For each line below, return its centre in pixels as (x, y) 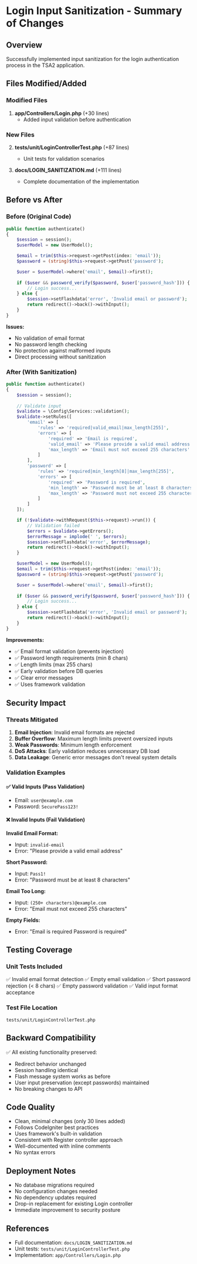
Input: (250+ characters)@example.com (60, 903)
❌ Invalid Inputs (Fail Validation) (45, 820)
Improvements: (25, 640)
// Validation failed (54, 525)
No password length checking (51, 344)
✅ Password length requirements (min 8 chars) (71, 658)
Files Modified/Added (46, 84)
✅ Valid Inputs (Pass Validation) (45, 786)
